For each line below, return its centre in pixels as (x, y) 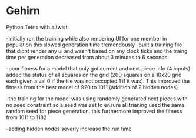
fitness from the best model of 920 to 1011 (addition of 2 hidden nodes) (92, 87)
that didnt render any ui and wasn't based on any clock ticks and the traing (97, 51)
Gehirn (23, 11)
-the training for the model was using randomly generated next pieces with (97, 99)
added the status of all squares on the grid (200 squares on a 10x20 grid (94, 75)
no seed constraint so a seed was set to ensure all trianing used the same (95, 105)
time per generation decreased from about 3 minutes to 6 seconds (87, 57)
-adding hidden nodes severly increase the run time (69, 129)
